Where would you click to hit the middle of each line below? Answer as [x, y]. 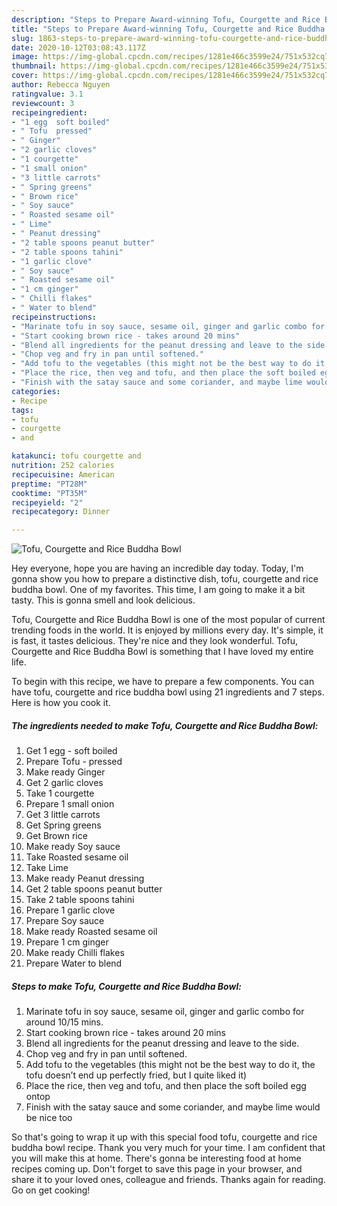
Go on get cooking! [51, 1190]
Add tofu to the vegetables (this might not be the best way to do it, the [170, 1065]
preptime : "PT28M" [49, 484]
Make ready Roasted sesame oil [91, 932]
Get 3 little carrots [63, 815]
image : [25, 57]
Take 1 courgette [60, 793]
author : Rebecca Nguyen [61, 85]
